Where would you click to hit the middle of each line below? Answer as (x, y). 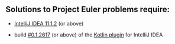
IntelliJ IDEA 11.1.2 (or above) (49, 23)
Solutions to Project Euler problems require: (87, 10)
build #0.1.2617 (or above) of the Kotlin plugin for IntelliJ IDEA (88, 35)
